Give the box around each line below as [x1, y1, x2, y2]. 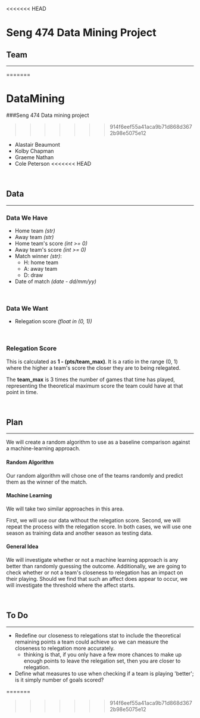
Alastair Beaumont [14, 141, 61, 148]
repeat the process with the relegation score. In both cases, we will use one [6, 523, 192, 530]
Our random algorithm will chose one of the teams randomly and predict [6, 472, 183, 479]
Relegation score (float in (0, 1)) [14, 318, 92, 325]
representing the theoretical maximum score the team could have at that [6, 382, 183, 389]
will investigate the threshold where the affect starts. [6, 581, 135, 589]
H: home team [23, 259, 58, 266]
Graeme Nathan [14, 153, 54, 160]
